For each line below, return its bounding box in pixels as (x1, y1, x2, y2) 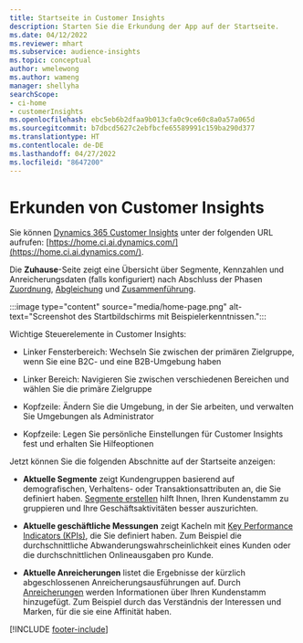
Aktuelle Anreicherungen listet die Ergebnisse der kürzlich (22, 567, 246, 578)
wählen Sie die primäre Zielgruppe (22, 384, 152, 395)
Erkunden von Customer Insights (9, 197, 265, 217)
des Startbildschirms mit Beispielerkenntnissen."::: (77, 311, 266, 322)
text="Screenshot (9, 311, 76, 322)
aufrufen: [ (9, 237, 50, 248)
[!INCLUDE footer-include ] (9, 624, 109, 635)
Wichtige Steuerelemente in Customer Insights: (9, 329, 187, 340)
